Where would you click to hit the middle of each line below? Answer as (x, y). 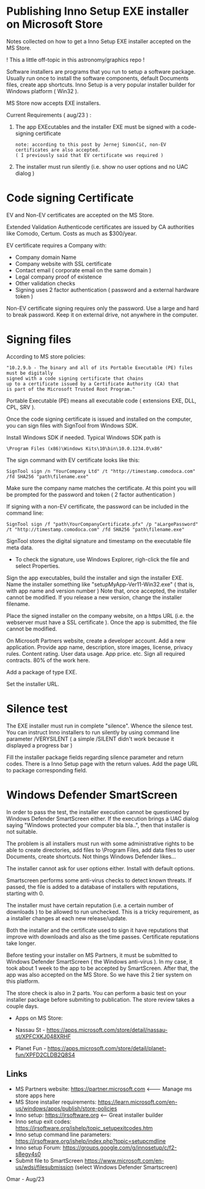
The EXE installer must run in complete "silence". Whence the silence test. (100, 726)
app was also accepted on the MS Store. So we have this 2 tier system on (99, 974)
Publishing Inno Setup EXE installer (98, 11)
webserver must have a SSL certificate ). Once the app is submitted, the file (102, 622)
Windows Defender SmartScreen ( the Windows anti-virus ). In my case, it (99, 961)
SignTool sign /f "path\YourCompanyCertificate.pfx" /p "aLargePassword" (102, 524)
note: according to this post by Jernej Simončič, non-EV (91, 144)
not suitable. (22, 831)
